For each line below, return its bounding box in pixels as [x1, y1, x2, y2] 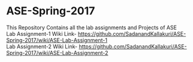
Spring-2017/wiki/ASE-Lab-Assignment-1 [6, 36, 108, 44]
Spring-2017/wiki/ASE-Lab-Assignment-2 [6, 49, 108, 56]
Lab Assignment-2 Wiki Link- [6, 43, 78, 50]
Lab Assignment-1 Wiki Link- [6, 30, 77, 37]
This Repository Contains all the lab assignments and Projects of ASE [6, 24, 177, 31]
